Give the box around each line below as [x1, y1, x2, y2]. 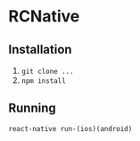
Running [8, 101, 57, 116]
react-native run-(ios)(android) [8, 124, 133, 133]
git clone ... [21, 67, 74, 76]
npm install [21, 77, 66, 86]
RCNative [8, 6, 80, 27]
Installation [8, 42, 72, 57]
